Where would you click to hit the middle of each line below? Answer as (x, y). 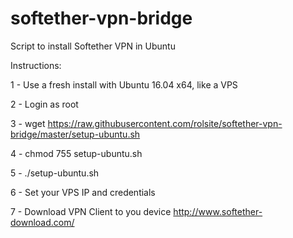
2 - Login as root (44, 104)
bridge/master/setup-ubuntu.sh (75, 134)
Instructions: (36, 65)
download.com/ (42, 222)
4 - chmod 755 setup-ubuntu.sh (76, 153)
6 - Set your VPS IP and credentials (83, 192)
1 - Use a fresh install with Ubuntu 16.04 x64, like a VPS (124, 84)
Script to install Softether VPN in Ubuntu (93, 46)
